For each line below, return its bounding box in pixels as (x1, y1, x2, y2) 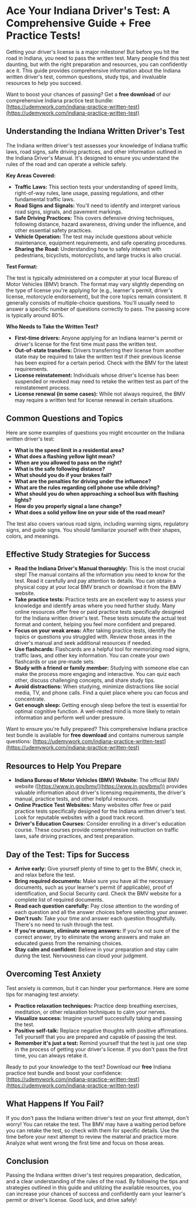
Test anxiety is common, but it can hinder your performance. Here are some (6, 984, 189, 991)
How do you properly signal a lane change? (14, 502, 122, 510)
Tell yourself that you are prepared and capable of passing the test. (14, 1033, 177, 1040)
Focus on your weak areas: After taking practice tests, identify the (14, 627, 176, 634)
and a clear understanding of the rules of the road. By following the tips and (6, 1178, 189, 1185)
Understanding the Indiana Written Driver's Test (6, 126, 185, 136)
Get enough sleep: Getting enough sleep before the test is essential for (14, 702, 187, 709)
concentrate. (14, 695, 46, 703)
